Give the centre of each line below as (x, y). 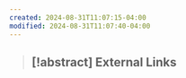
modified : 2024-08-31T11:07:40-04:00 (80, 26)
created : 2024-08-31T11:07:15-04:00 (78, 17)
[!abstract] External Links (104, 62)
